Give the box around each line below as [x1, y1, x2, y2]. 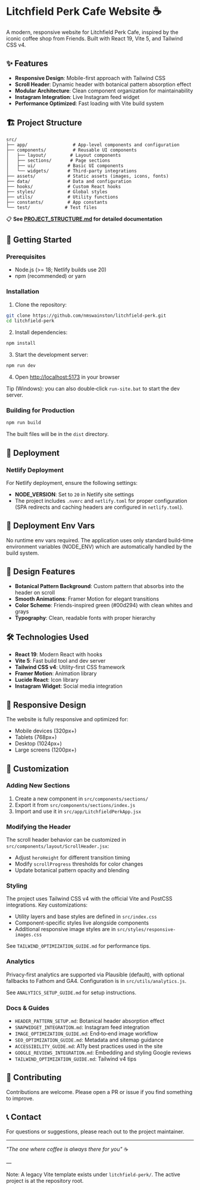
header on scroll [14, 589, 55, 596]
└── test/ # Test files [6, 204, 97, 211]
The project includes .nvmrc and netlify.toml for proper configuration [14, 497, 187, 504]
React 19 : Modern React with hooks [14, 651, 102, 658]
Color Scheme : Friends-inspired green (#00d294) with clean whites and [14, 601, 193, 608]
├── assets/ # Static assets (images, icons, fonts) [6, 173, 169, 179]
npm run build [6, 420, 42, 426]
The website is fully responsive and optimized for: [6, 716, 129, 723]
